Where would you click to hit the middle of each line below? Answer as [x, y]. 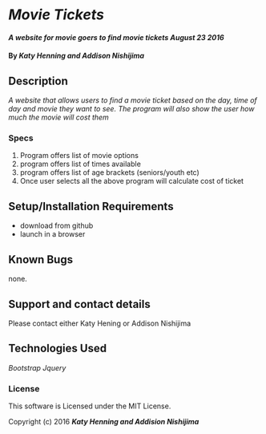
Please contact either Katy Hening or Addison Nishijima [100, 323]
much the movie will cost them [59, 117]
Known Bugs [41, 260]
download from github [56, 225]
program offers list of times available [81, 164]
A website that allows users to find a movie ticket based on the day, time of [133, 100]
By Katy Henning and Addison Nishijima [77, 56]
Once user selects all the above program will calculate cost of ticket [132, 181]
